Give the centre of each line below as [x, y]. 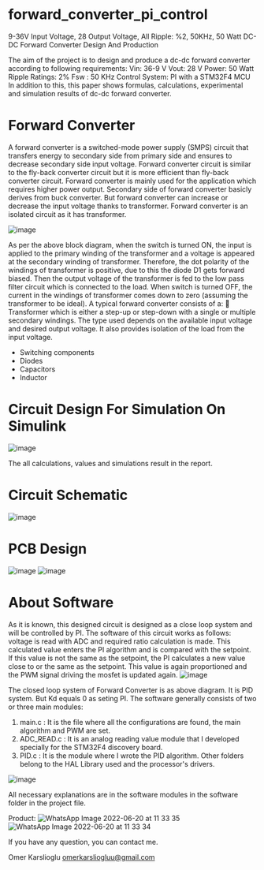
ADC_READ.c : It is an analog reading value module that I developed [129, 738]
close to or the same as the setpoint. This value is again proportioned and [128, 666]
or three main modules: [46, 707]
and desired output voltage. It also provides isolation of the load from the [126, 328]
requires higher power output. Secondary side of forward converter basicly [130, 189]
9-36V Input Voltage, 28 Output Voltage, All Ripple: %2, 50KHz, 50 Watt [125, 36]
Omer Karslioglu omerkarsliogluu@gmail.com [82, 857]
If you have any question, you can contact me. [84, 842]
